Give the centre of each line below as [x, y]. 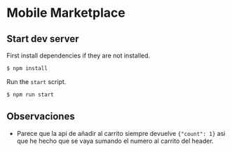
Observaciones [41, 117]
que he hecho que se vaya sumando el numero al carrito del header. [115, 141]
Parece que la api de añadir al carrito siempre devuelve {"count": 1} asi [121, 133]
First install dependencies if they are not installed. [79, 55]
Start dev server [43, 39]
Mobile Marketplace [66, 13]
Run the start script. [36, 81]
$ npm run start [30, 95]
